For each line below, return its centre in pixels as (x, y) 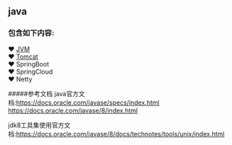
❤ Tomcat (23, 57)
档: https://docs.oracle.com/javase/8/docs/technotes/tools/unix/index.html (116, 134)
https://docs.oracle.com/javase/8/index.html (73, 110)
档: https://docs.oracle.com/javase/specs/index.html (84, 103)
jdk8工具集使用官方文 (39, 125)
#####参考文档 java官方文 (46, 93)
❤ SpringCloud (31, 71)
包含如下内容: (31, 33)
